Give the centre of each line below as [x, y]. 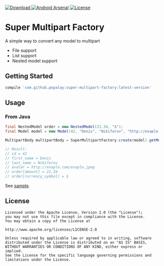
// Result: [16, 149]
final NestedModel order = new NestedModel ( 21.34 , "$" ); [64, 127]
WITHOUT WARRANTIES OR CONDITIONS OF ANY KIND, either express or [74, 247]
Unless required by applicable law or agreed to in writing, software [78, 238]
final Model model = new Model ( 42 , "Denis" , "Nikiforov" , [65, 132]
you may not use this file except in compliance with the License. [75, 217]
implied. [14, 251]
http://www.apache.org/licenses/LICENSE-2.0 [51, 230]
